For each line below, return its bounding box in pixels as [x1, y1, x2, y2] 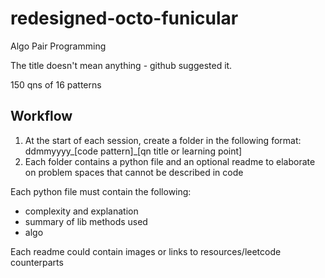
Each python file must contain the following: [10, 185, 192, 197]
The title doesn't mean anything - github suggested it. [10, 59, 233, 71]
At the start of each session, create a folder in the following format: [24, 134, 302, 146]
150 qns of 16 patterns [10, 78, 102, 91]
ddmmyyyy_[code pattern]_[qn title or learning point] [24, 145, 243, 157]
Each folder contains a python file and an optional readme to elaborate [24, 155, 316, 167]
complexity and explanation [24, 205, 139, 217]
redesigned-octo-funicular [10, 7, 239, 30]
